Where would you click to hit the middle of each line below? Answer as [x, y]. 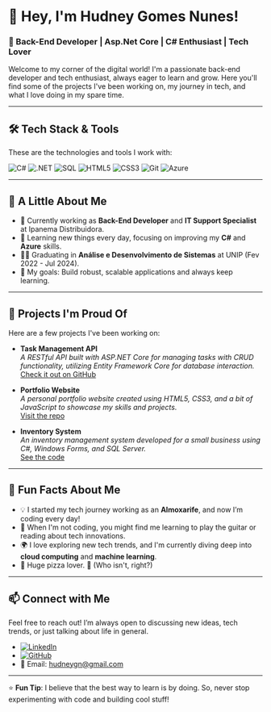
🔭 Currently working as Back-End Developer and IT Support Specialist [138, 220]
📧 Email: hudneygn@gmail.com [71, 664]
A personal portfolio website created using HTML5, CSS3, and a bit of [136, 398]
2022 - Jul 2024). [50, 264]
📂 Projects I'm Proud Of [68, 314]
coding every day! [50, 518]
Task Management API [59, 348]
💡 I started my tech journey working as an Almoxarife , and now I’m [131, 509]
